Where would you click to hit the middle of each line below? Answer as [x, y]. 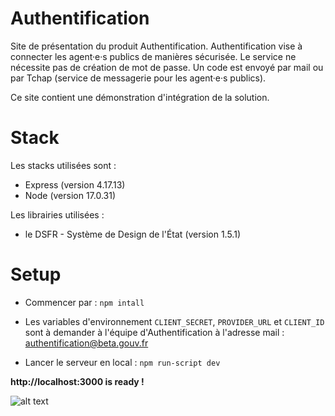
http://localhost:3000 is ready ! [77, 381]
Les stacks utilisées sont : [63, 165]
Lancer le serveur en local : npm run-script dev [122, 362]
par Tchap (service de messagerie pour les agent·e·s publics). [138, 78]
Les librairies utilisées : [57, 214]
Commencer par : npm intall [84, 302]
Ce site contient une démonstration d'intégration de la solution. [140, 97]
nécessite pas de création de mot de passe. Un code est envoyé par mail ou [167, 67]
